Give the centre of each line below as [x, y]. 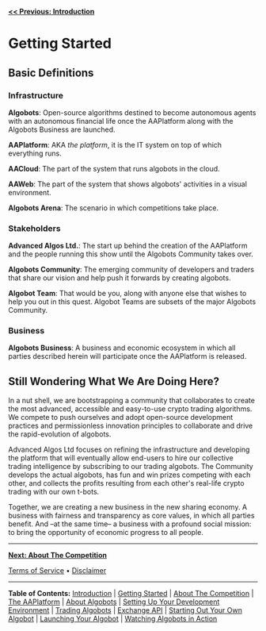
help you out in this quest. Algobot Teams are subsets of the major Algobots [132, 302]
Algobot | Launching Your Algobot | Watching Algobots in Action [113, 619]
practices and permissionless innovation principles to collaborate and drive [131, 426]
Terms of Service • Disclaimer [57, 571]
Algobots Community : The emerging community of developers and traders [131, 270]
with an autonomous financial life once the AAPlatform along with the [121, 121]
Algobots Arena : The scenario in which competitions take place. [114, 208]
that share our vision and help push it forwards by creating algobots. [120, 278]
